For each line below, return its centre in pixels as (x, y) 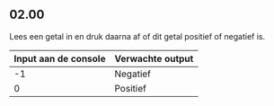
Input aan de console (60, 58)
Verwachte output (154, 58)
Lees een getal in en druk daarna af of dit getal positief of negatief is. (137, 36)
